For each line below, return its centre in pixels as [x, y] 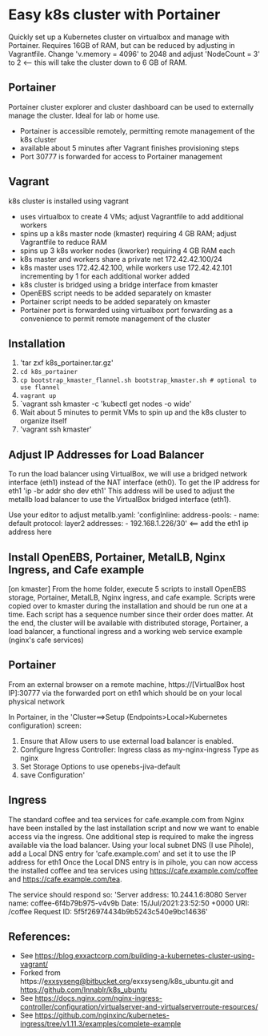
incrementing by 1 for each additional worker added [105, 276]
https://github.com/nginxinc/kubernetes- [102, 1015]
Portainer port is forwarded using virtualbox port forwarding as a [126, 310]
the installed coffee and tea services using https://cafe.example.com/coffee [133, 870]
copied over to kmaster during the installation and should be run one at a [128, 606]
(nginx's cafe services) [46, 640]
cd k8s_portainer [49, 372]
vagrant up [38, 396]
